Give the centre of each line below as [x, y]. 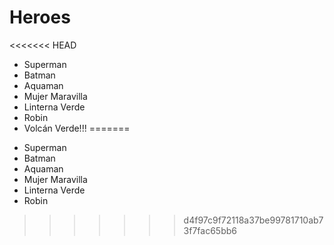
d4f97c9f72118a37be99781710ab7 [253, 220]
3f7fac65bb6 [210, 230]
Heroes [40, 17]
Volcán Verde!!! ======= [77, 128]
